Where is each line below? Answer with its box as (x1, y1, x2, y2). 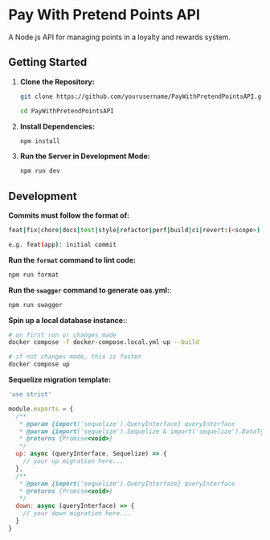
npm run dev (19, 167, 60, 175)
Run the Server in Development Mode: (19, 151, 150, 162)
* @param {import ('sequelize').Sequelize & (18, 427, 167, 436)
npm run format (8, 271, 59, 279)
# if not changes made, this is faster (8, 353, 142, 361)
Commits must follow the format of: (8, 211, 130, 220)
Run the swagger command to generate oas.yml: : (8, 285, 172, 295)
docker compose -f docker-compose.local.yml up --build (8, 338, 199, 346)
